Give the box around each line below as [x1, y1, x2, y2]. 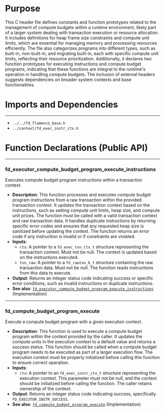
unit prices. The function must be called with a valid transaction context [12, 213, 158, 219]
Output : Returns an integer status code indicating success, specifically [12, 391, 156, 397]
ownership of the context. [19, 386, 72, 392]
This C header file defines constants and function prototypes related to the [5, 19, 157, 25]
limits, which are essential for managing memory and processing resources [5, 40, 157, 46]
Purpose [5, 3, 41, 14]
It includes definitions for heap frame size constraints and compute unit [5, 35, 150, 41]
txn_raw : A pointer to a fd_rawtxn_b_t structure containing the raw [19, 260, 153, 266]
